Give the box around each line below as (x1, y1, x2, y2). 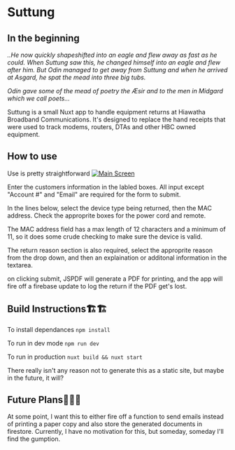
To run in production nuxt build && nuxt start (7, 352, 143, 361)
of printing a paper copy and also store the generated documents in (7, 420, 203, 428)
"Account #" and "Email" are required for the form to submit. (7, 190, 181, 199)
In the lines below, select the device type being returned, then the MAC (7, 204, 212, 212)
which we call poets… (7, 94, 70, 102)
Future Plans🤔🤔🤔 (7, 394, 82, 406)
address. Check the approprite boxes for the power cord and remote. (7, 211, 206, 220)
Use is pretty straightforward (7, 169, 90, 178)
